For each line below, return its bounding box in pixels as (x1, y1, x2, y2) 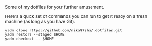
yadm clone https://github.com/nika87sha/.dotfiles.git (5, 28, 122, 33)
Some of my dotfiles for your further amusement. (5, 4, 105, 10)
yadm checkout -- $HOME (5, 36, 54, 41)
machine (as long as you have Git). (5, 19, 75, 24)
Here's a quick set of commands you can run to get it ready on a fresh (5, 14, 148, 19)
